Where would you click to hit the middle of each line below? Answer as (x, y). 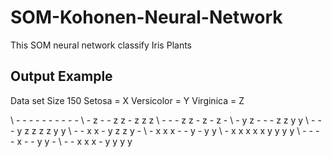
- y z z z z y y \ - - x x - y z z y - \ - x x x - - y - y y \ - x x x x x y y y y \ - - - (165, 130)
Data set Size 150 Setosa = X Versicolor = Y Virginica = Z (127, 100)
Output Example (61, 76)
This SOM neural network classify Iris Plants (101, 45)
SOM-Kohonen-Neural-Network (146, 17)
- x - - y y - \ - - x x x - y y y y (71, 141)
